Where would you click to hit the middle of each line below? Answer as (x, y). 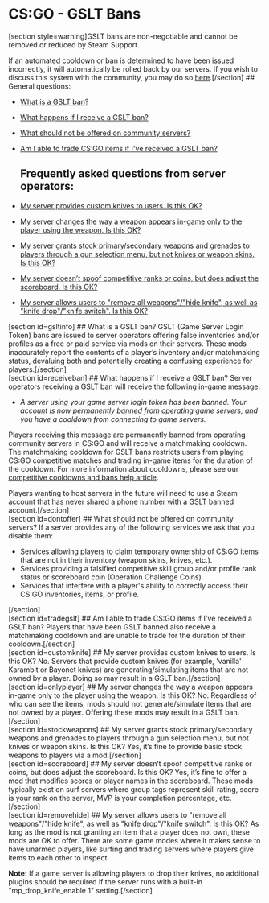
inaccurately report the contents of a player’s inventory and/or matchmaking (134, 352)
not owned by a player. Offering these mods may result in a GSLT (116, 712)
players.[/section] (37, 369)
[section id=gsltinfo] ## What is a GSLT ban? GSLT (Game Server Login (126, 326)
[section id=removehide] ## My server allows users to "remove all (118, 814)
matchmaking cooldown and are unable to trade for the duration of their (127, 635)
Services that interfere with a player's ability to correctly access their (134, 585)
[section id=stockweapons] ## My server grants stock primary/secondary (130, 729)
